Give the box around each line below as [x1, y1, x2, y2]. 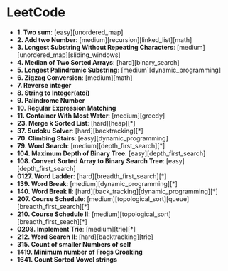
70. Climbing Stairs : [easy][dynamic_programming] [16, 133, 168, 143]
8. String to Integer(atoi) [16, 88, 90, 97]
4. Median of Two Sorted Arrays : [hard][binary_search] [16, 58, 180, 66]
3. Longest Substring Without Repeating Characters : [16, 43, 175, 51]
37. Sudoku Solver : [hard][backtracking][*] [16, 126, 143, 135]
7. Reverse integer [16, 81, 72, 89]
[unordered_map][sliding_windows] [16, 51, 121, 59]
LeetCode [6, 4, 65, 21]
